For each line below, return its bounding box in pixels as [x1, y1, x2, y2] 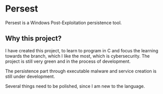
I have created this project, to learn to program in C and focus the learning [5, 47, 158, 53]
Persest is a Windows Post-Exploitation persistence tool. [5, 20, 122, 26]
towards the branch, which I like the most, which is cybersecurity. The [5, 53, 150, 59]
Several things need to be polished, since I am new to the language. [5, 83, 145, 89]
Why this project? [5, 34, 62, 43]
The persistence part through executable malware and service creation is [5, 68, 157, 74]
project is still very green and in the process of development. [5, 58, 131, 64]
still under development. [5, 73, 55, 79]
